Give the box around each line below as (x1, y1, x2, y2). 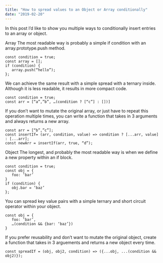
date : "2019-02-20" (5, 12, 45, 17)
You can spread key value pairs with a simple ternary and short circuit (5, 198, 146, 204)
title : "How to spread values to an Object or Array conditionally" (5, 7, 148, 12)
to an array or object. (5, 30, 47, 36)
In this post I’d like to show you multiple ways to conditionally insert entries (5, 25, 156, 31)
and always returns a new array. (5, 118, 70, 124)
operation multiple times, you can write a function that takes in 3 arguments (5, 113, 158, 119)
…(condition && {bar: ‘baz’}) (11, 221, 73, 226)
